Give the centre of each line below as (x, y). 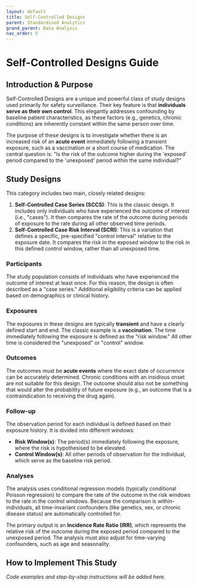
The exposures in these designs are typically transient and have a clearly (95, 324)
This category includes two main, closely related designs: (76, 193)
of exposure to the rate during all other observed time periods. (90, 223)
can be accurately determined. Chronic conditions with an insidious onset (95, 377)
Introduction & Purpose (49, 84)
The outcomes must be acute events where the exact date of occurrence (95, 370)
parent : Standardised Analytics (46, 22)
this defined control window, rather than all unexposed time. (88, 248)
